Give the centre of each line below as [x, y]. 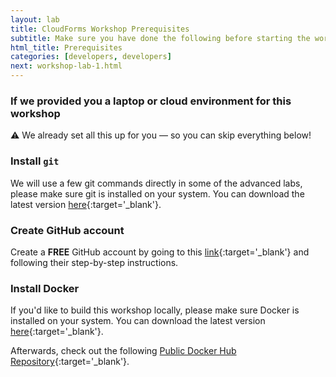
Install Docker [45, 288]
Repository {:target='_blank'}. [70, 362]
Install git [35, 161]
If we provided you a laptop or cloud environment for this [151, 101]
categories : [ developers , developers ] [91, 57]
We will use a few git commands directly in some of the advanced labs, [156, 183]
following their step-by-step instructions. [94, 262]
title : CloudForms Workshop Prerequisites [100, 29]
